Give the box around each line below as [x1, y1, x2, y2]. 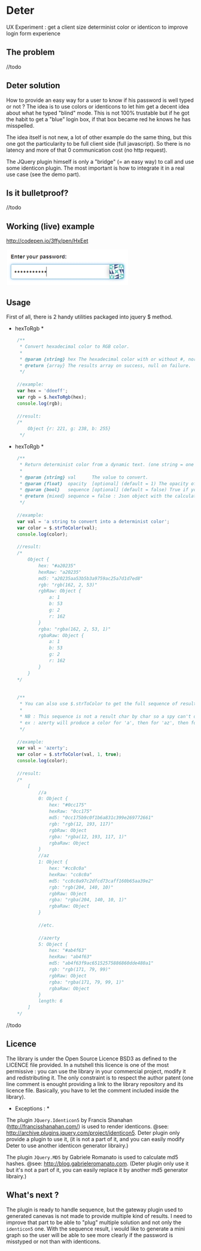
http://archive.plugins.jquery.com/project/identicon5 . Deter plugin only [6, 1129, 180, 1136]
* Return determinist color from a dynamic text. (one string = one [19, 461, 194, 468]
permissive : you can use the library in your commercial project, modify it [6, 1067, 187, 1075]
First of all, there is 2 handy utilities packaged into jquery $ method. [6, 313, 173, 320]
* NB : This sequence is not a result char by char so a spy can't [19, 714, 191, 720]
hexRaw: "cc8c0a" [48, 871, 93, 877]
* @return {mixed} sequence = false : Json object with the [19, 493, 172, 500]
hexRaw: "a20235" [38, 569, 82, 575]
